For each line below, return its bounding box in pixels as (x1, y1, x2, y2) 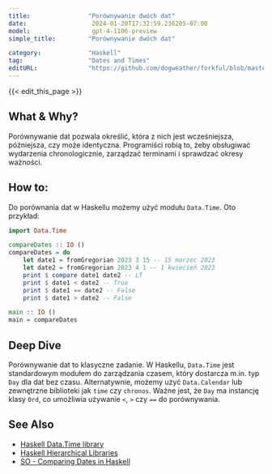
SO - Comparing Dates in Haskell (19, 456, 131, 466)
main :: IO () (8, 309, 57, 317)
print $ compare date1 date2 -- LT (23, 271, 143, 280)
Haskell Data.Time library (19, 439, 104, 449)
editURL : (8, 64, 38, 73)
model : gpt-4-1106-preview (8, 27, 158, 35)
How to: (8, 181, 49, 194)
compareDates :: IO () (8, 241, 85, 250)
